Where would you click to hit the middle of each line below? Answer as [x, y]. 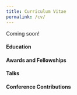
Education [19, 47]
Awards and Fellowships [36, 60]
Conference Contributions [38, 87]
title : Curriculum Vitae [36, 11]
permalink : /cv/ [26, 17]
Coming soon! [23, 33]
